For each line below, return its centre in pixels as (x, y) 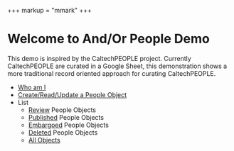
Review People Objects (62, 110)
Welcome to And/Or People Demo (108, 39)
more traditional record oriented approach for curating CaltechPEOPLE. (112, 73)
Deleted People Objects (63, 132)
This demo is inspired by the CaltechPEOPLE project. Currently (100, 58)
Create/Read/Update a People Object (72, 94)
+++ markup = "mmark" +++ (50, 10)
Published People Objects (66, 117)
